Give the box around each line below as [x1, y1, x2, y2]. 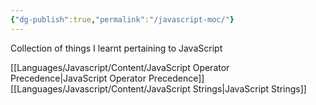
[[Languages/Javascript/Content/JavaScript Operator [10, 61, 230, 73]
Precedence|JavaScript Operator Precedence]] [10, 72, 205, 84]
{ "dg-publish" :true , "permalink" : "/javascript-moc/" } [10, 14, 235, 25]
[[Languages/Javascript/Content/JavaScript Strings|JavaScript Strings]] [10, 82, 307, 95]
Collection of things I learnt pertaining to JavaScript [10, 42, 223, 54]
